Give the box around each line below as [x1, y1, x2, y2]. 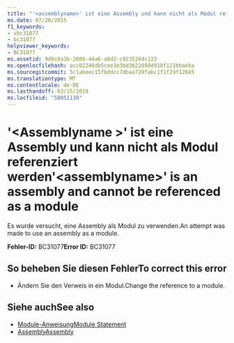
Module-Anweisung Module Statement [17, 320, 127, 328]
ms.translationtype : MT [7, 75, 77, 82]
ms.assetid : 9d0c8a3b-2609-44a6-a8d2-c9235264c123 [7, 56, 157, 63]
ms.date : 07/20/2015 [7, 17, 68, 24]
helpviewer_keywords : [7, 43, 70, 49]
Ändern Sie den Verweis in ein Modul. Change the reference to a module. [17, 281, 225, 289]
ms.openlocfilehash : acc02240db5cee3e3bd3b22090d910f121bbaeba [7, 62, 195, 69]
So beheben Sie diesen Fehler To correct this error [7, 263, 227, 275]
